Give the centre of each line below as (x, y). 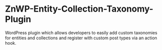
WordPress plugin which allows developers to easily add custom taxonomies (81, 33)
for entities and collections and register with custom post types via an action (81, 38)
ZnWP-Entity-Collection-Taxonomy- (79, 9)
